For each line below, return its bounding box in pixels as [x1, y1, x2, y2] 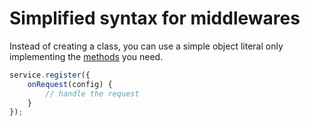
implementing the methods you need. [9, 50, 164, 62]
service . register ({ [9, 70, 91, 80]
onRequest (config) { [27, 79, 113, 89]
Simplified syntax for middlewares [9, 7, 301, 30]
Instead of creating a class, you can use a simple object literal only [9, 40, 284, 52]
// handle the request [45, 88, 140, 99]
